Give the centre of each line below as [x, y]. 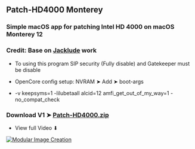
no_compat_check [37, 99]
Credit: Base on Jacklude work [52, 50]
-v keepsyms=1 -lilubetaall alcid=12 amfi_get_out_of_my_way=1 [92, 93]
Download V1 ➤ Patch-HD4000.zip [58, 115]
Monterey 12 [24, 34]
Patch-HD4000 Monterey [55, 10]
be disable [27, 70]
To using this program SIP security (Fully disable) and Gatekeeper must [102, 63]
